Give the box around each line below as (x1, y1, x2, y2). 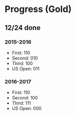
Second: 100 (11, 95, 38, 101)
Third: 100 (11, 60, 33, 66)
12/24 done (4, 23, 41, 32)
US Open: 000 (11, 105, 42, 111)
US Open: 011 (11, 65, 40, 71)
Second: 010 (11, 55, 38, 61)
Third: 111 (11, 100, 31, 106)
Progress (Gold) (4, 3, 72, 15)
